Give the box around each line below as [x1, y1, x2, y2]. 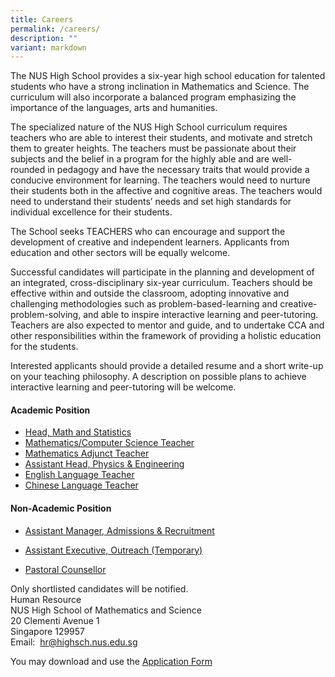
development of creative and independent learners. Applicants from [10, 236, 290, 248]
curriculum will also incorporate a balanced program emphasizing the [10, 91, 297, 103]
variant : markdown [10, 42, 87, 53]
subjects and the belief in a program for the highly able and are [10, 153, 270, 165]
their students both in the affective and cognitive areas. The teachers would [10, 185, 323, 197]
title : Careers [10, 14, 74, 25]
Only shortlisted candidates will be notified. [10, 582, 189, 595]
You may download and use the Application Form [10, 655, 213, 667]
